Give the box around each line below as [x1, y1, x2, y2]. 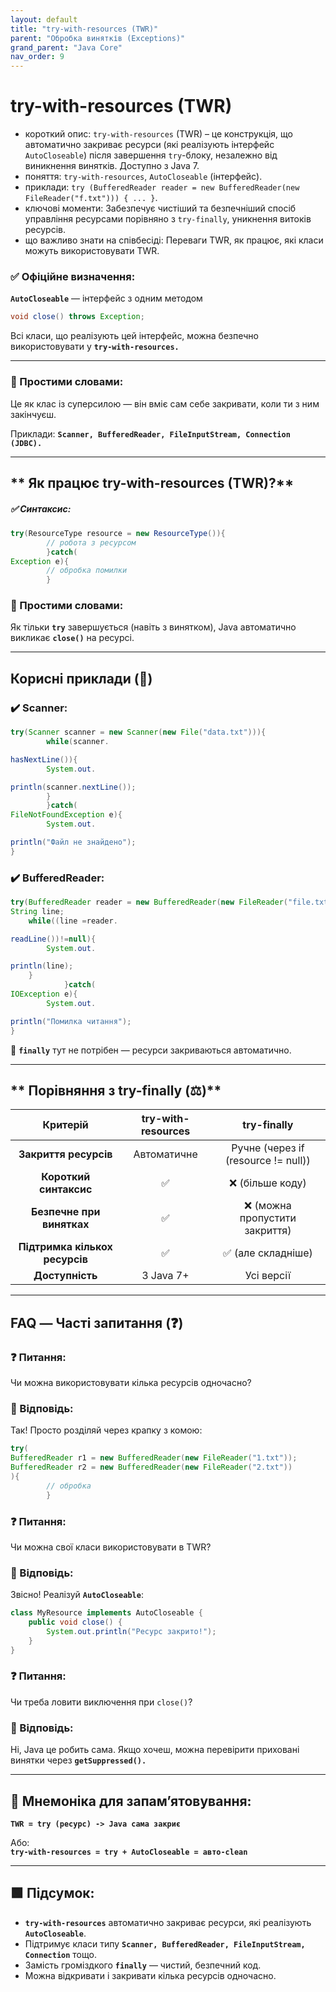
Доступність [33, 1269, 98, 1283]
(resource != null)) [225, 1154, 311, 1168]
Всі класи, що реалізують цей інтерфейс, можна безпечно [10, 330, 259, 342]
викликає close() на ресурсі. [10, 632, 135, 644]
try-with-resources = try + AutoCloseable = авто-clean [10, 1847, 248, 1857]
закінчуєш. [10, 408, 57, 420]
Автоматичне [133, 1147, 198, 1161]
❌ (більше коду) [229, 1176, 307, 1190]
